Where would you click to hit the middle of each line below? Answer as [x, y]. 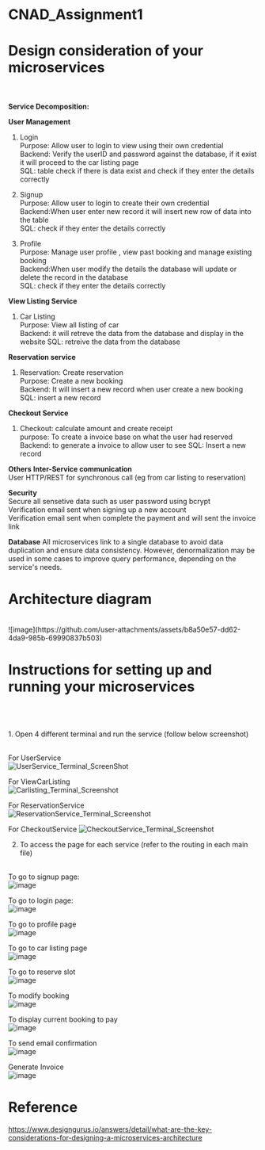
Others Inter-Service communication [70, 469]
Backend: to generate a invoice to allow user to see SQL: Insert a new [133, 445]
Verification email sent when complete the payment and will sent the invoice [132, 518]
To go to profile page [42, 924]
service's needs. [35, 567]
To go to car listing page [48, 948]
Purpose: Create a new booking [71, 381]
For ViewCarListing [39, 781]
